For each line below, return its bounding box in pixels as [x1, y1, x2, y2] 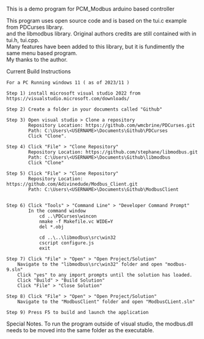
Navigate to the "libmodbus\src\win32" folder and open [17, 261, 163, 268]
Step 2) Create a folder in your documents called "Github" [6, 106, 163, 112]
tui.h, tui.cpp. [6, 37, 40, 43]
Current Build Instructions [6, 68, 71, 75]
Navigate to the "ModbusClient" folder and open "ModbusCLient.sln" [17, 299, 195, 305]
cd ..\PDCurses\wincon [38, 213, 97, 219]
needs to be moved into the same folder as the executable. [6, 327, 155, 334]
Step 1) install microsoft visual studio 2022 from [6, 90, 140, 97]
